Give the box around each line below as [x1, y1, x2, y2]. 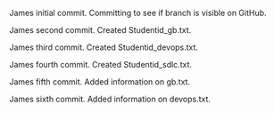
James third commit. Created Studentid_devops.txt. [9, 42, 199, 52]
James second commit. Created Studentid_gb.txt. [9, 25, 192, 35]
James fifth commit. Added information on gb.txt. [9, 77, 190, 87]
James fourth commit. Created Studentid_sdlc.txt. [9, 60, 193, 69]
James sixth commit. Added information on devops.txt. [9, 93, 212, 104]
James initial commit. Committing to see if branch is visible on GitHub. [9, 8, 267, 18]
